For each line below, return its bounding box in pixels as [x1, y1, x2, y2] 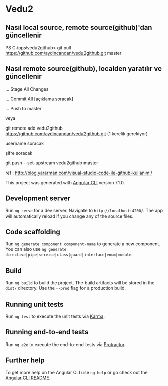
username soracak [5, 140, 44, 146]
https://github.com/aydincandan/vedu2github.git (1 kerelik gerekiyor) [5, 130, 148, 137]
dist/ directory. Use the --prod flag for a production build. [5, 285, 126, 291]
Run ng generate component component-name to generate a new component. [5, 241, 161, 247]
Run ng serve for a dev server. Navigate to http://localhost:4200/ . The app [5, 207, 163, 213]
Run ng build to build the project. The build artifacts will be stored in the [5, 280, 155, 286]
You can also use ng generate [5, 246, 67, 252]
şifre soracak [5, 150, 33, 156]
